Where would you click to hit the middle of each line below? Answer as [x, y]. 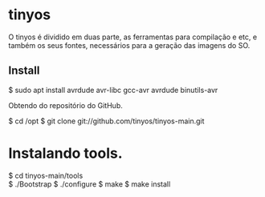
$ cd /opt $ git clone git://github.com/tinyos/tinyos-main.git [106, 121]
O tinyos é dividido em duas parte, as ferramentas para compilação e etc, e [133, 37]
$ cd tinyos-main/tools [46, 175]
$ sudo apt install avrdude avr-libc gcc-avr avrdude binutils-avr [113, 90]
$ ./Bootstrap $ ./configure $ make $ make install [90, 184]
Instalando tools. [65, 153]
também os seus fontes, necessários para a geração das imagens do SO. [129, 45]
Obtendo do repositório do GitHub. [65, 105]
